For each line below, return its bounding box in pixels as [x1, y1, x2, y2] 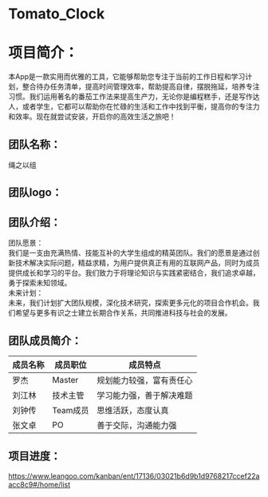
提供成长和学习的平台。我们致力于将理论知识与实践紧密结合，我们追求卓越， [8, 268, 260, 278]
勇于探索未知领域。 [8, 278, 72, 288]
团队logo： [8, 185, 62, 200]
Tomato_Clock [8, 5, 105, 23]
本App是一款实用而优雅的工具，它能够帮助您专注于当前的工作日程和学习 [8, 72, 246, 82]
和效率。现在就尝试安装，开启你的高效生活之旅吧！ [8, 112, 176, 121]
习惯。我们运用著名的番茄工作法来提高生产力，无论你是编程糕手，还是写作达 [8, 92, 260, 101]
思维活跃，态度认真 [97, 404, 169, 415]
